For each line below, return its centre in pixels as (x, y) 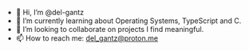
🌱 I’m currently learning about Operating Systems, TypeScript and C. (128, 21)
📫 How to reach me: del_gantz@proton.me (87, 38)
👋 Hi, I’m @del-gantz (50, 12)
